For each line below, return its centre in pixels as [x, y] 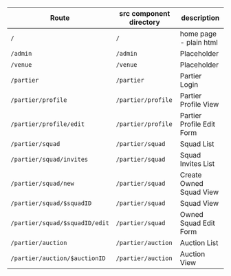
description [200, 18]
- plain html [199, 42]
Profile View [199, 104]
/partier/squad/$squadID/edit [60, 223]
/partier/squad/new [42, 183]
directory [145, 22]
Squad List [197, 144]
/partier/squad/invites [49, 159]
